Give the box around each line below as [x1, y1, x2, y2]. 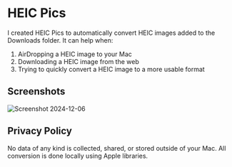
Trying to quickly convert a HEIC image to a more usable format [17, 65, 205, 73]
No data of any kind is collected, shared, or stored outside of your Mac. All [7, 144, 226, 152]
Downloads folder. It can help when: [7, 36, 114, 44]
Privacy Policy [7, 125, 73, 137]
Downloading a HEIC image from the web [17, 57, 139, 65]
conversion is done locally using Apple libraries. [7, 151, 148, 160]
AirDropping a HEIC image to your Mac [17, 50, 132, 58]
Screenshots [7, 85, 66, 97]
